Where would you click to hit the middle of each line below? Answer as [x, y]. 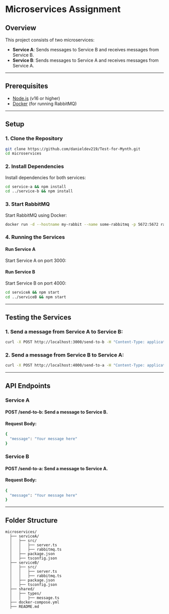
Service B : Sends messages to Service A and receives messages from [86, 60]
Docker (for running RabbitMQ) [45, 104]
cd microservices [23, 154]
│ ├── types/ [26, 594]
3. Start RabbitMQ [28, 204]
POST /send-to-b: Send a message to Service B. [57, 412]
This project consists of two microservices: [50, 40]
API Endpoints [28, 386]
